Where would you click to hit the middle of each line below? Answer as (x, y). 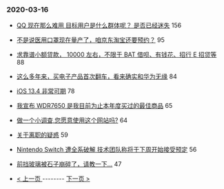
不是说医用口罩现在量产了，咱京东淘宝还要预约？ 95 (90, 40)
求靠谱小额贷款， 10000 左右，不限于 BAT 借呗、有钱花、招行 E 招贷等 (116, 55)
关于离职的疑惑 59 (42, 135)
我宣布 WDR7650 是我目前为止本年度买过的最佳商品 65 (94, 106)
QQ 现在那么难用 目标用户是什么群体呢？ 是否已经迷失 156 (99, 25)
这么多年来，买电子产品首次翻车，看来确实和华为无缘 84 (96, 76)
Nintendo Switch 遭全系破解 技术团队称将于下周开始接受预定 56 (106, 150)
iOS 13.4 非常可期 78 (45, 91)
